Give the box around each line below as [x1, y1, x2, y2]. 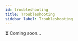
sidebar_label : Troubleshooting [5, 16, 73, 21]
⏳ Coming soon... [5, 30, 41, 36]
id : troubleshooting [5, 7, 49, 12]
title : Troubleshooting [5, 12, 55, 17]
